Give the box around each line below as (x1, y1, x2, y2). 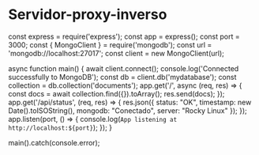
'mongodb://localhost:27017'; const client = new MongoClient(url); (8, 48, 225, 58)
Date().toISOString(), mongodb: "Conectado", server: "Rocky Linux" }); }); (8, 105, 247, 115)
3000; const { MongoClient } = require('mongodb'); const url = (8, 40, 212, 49)
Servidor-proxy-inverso (8, 6, 167, 24)
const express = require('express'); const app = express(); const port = (8, 32, 240, 41)
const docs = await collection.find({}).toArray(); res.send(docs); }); (8, 89, 225, 98)
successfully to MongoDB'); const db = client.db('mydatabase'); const (8, 72, 237, 81)
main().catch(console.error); (8, 138, 100, 147)
